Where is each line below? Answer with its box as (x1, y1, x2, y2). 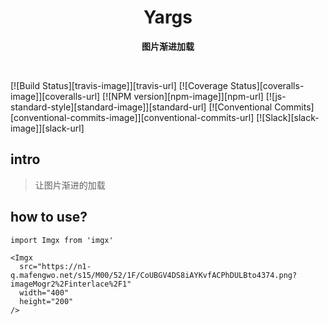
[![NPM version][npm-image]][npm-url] (102, 90, 264, 102)
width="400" (19, 287, 70, 298)
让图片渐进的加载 (34, 179, 106, 191)
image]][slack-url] (10, 122, 85, 134)
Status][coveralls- (229, 79, 305, 91)
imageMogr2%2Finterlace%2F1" (10, 279, 132, 289)
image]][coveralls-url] (10, 90, 101, 102)
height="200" (19, 296, 74, 306)
